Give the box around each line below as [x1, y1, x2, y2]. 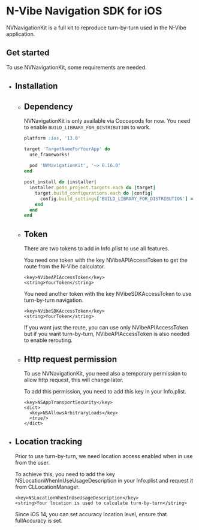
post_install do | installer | [23, 179, 97, 185]
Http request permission [23, 354, 117, 364]
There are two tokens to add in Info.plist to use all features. [23, 245, 170, 252]
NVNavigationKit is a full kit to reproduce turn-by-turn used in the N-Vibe [6, 24, 187, 31]
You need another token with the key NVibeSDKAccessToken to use [23, 290, 192, 298]
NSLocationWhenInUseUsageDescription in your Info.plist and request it [14, 477, 194, 484]
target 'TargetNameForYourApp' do [23, 146, 110, 152]
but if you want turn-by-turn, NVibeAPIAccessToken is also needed [23, 331, 190, 338]
